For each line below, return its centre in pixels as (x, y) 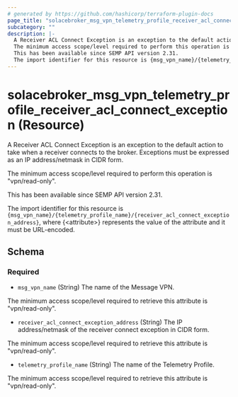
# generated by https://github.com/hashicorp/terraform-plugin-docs (110, 14)
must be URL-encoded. (41, 229)
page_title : (25, 21)
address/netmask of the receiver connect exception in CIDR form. (113, 330)
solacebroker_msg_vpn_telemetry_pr (119, 94)
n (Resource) (46, 125)
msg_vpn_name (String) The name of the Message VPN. (96, 287)
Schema (26, 252)
